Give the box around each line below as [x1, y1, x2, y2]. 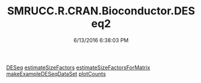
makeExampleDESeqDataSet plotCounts [6, 70, 107, 77]
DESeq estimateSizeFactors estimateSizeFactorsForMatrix [6, 64, 150, 71]
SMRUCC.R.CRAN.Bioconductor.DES [7, 4, 196, 18]
